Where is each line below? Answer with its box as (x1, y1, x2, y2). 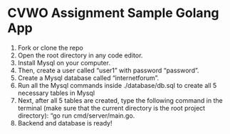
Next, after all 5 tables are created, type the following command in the (17, 96, 223, 104)
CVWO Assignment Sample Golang (7, 5, 219, 21)
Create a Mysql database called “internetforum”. (17, 73, 159, 82)
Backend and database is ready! (17, 118, 113, 127)
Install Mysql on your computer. (17, 58, 110, 67)
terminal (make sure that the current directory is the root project (17, 104, 205, 112)
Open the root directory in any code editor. (17, 51, 143, 60)
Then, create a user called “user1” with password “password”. (17, 66, 199, 74)
